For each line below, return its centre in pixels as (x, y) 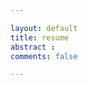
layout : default (44, 28)
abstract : (33, 47)
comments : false (44, 56)
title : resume (40, 37)
